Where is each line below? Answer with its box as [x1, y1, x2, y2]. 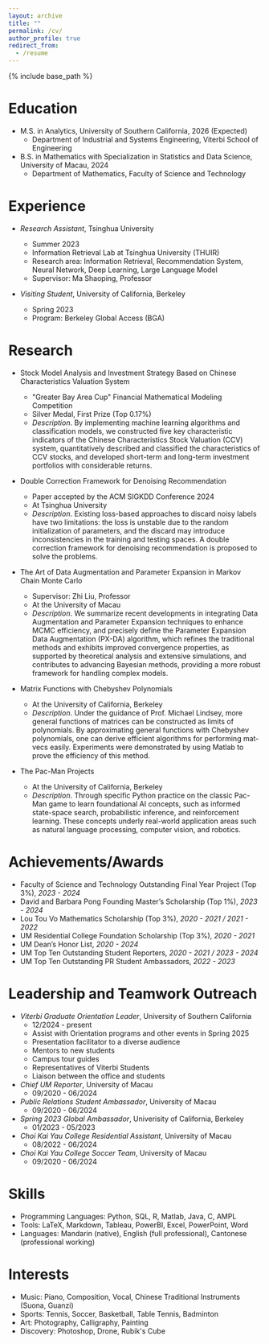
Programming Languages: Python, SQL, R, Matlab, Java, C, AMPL [19, 1211, 237, 1221]
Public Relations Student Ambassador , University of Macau [19, 1096, 217, 1107]
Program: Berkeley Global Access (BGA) [31, 313, 165, 323]
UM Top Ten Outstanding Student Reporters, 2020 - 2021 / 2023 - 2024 [19, 947, 259, 958]
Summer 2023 [31, 239, 80, 249]
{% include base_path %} [8, 72, 93, 80]
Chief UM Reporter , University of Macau [19, 1079, 153, 1089]
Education [8, 100, 78, 117]
